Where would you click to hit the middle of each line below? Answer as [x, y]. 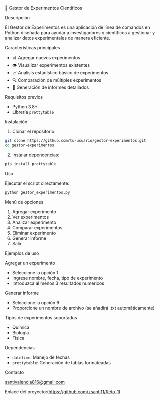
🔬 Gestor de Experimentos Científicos [44, 8]
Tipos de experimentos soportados [41, 317]
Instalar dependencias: [36, 155]
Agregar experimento [34, 212]
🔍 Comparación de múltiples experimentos [57, 80]
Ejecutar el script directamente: [37, 183]
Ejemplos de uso [22, 253]
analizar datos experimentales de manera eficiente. [58, 38]
